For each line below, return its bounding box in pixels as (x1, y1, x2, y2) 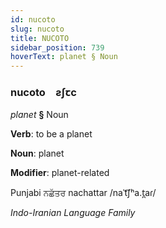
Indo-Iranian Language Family (10, 207, 136, 219)
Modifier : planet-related (10, 167, 110, 179)
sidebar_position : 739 (10, 42, 105, 53)
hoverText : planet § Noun (10, 52, 118, 62)
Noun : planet (10, 147, 65, 160)
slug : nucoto (10, 24, 65, 34)
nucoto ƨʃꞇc (10, 86, 77, 100)
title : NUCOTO (10, 33, 70, 43)
